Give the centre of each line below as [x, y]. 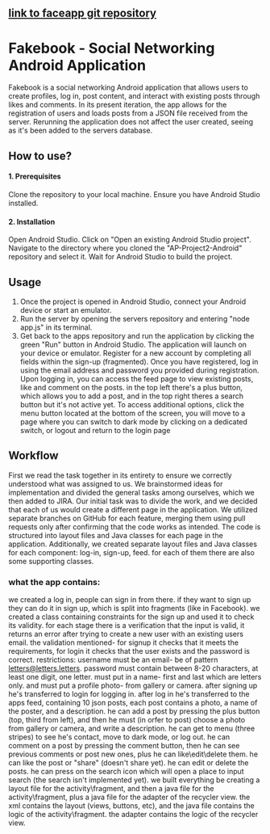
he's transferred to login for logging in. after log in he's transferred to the [129, 694]
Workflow [33, 456]
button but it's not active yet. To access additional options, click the [132, 404]
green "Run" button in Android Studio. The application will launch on [133, 344]
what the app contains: [54, 582]
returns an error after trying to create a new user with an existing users [126, 634]
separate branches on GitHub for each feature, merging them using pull [127, 518]
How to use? [40, 156]
